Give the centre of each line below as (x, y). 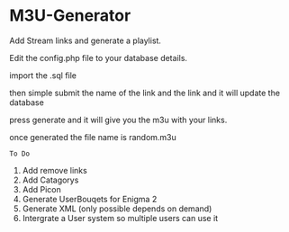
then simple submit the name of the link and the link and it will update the (145, 93)
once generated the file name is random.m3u (93, 137)
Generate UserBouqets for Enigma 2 (90, 199)
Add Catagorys (50, 180)
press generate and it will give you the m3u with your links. (118, 120)
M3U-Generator (70, 16)
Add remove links (54, 170)
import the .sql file (43, 75)
